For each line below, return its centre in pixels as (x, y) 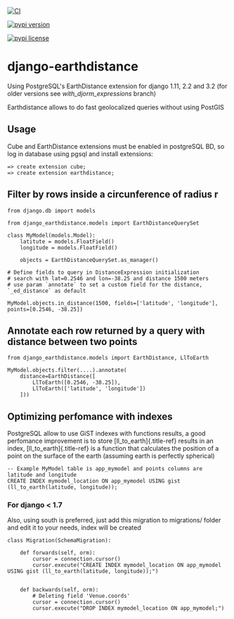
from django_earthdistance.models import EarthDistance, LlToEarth (108, 358)
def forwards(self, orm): (58, 553)
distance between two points (72, 342)
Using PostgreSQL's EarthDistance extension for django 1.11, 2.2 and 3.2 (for (117, 86)
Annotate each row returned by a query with (106, 331)
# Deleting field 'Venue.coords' (82, 596)
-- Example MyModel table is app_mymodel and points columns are (105, 469)
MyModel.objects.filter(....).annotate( (67, 370)
